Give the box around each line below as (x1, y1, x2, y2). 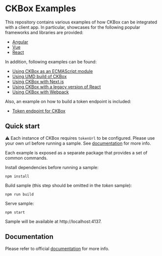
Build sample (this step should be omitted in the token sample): (5, 182, 132, 188)
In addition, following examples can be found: (5, 59, 97, 64)
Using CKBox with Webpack (12, 89, 69, 95)
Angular (12, 39, 28, 44)
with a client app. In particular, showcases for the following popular (5, 24, 140, 30)
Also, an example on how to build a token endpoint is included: (5, 98, 131, 104)
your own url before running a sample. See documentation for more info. (5, 140, 151, 146)
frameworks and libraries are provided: (5, 29, 84, 35)
